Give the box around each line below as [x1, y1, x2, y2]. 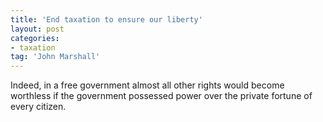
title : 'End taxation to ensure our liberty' [10, 14, 203, 25]
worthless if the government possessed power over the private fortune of [10, 90, 313, 102]
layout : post [10, 24, 65, 34]
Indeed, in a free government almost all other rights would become [10, 79, 285, 91]
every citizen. [10, 101, 67, 113]
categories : [10, 33, 60, 43]
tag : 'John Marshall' [10, 52, 101, 62]
